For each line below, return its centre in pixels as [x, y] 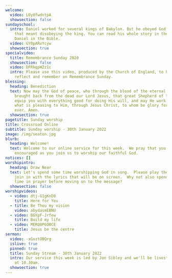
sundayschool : [20, 24]
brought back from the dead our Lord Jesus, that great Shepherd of [89, 96]
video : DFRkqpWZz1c [31, 67]
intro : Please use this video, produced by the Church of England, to [87, 72]
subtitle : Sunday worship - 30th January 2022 [56, 129]
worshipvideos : [21, 191]
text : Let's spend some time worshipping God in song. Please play [84, 172]
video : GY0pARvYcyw [31, 44]
